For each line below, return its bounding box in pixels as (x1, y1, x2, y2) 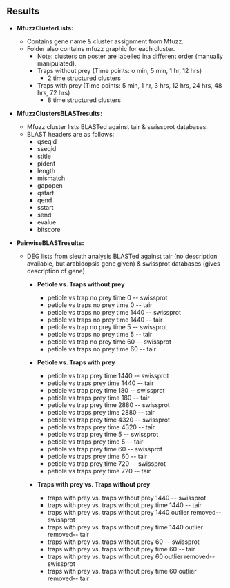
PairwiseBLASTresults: (16, 238, 84, 247)
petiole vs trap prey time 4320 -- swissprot (47, 415, 171, 424)
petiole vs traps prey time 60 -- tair (47, 452, 148, 460)
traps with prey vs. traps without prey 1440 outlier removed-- (47, 508, 222, 516)
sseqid (37, 144, 57, 153)
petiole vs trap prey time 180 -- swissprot (47, 386, 165, 394)
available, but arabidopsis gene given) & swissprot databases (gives (26, 259, 220, 268)
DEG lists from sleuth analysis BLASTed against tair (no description (26, 252, 218, 260)
